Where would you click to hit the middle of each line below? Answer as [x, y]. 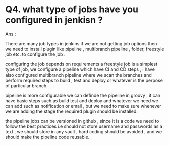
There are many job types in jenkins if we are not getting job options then [81, 43]
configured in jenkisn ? [54, 20]
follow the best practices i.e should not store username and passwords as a [84, 126]
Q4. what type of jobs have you [72, 9]
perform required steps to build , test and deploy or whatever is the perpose [84, 80]
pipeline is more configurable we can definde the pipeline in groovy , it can [83, 95]
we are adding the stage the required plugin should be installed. [71, 111]
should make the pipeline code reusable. [47, 137]
